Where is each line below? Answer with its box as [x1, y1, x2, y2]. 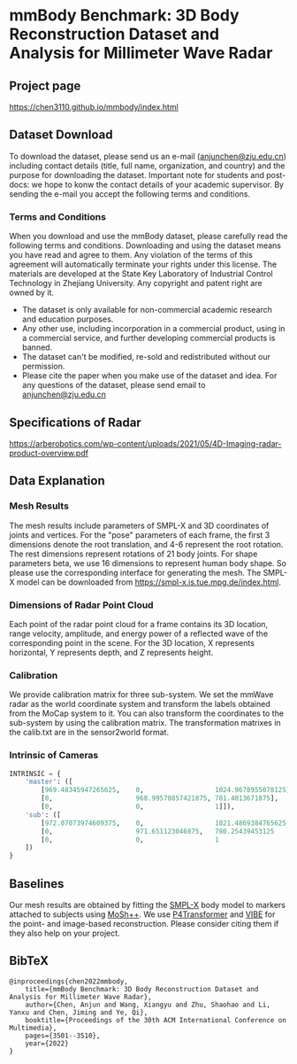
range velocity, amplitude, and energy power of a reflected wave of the [9, 628, 268, 639]
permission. [21, 361, 65, 372]
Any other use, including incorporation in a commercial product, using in [21, 323, 286, 334]
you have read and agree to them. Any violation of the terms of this [9, 250, 254, 260]
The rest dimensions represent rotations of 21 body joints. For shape [9, 548, 258, 559]
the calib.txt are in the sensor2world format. [9, 727, 170, 738]
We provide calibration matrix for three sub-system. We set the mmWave [9, 689, 274, 700]
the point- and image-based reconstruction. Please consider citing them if [9, 918, 279, 928]
